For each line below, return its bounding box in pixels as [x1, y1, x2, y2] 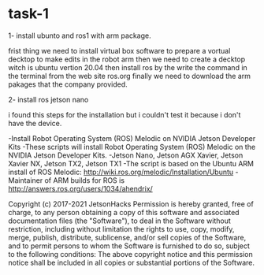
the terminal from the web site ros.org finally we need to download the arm [8, 71, 251, 80]
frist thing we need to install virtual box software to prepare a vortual [8, 46, 231, 55]
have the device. [8, 118, 62, 128]
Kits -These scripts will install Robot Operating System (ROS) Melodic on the [8, 142, 256, 151]
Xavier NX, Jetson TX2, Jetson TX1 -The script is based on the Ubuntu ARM [8, 158, 255, 168]
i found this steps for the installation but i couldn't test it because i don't [8, 110, 241, 119]
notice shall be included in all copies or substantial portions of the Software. [8, 258, 255, 267]
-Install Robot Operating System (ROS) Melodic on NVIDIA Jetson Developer [8, 133, 256, 143]
